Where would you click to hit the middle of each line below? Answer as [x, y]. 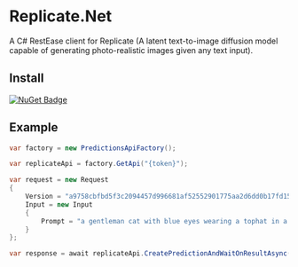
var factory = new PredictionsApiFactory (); [93, 148]
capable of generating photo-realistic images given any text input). [131, 50]
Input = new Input [59, 204]
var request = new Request [59, 180]
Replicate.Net [61, 16]
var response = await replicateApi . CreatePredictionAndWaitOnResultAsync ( [150, 254]
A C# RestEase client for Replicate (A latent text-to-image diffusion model [144, 41]
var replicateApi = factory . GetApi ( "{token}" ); [99, 164]
